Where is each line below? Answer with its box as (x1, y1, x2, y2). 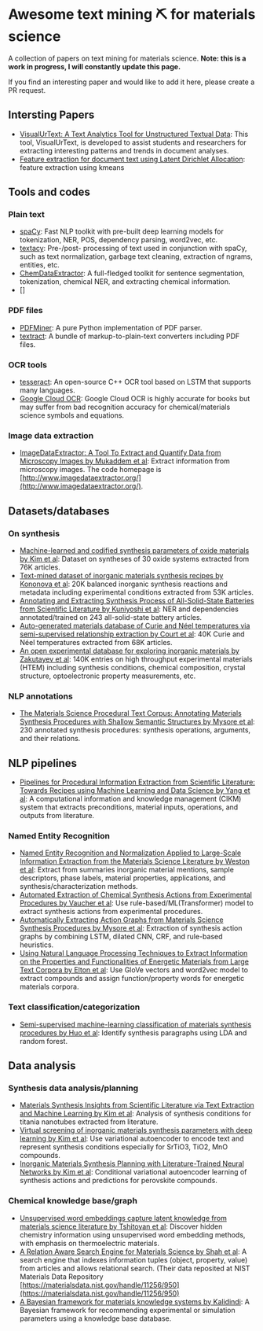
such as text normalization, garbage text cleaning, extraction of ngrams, (19, 252, 254, 261)
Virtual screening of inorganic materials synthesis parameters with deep (19, 1126, 253, 1135)
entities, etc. (19, 260, 60, 270)
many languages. (19, 385, 76, 395)
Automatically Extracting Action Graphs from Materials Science (19, 915, 224, 924)
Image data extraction (8, 430, 94, 441)
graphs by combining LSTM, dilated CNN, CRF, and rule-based (19, 932, 223, 942)
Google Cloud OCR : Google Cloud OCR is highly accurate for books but (19, 394, 250, 404)
